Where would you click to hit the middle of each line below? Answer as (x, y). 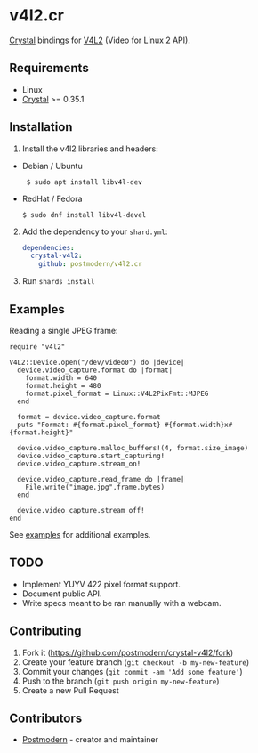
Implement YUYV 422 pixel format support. (101, 584)
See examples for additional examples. (80, 534)
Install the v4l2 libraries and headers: (90, 149)
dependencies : (48, 247)
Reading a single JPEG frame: (64, 331)
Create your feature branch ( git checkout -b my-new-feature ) (136, 662)
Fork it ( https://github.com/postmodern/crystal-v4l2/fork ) (128, 652)
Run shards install (58, 281)
